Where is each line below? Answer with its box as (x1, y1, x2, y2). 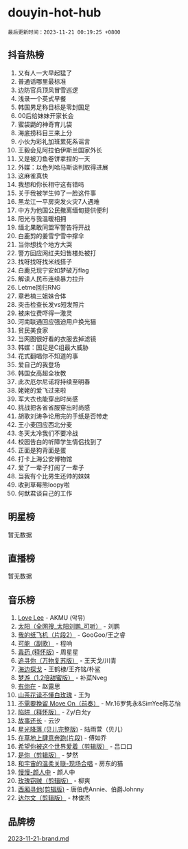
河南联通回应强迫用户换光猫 (17, 317, 97, 325)
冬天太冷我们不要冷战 (17, 429, 78, 437)
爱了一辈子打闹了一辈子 (17, 463, 84, 472)
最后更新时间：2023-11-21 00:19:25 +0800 (8, 29, 121, 36)
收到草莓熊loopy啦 (17, 480, 71, 489)
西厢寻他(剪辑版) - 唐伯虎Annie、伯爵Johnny (17, 785, 144, 793)
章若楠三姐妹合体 (17, 292, 67, 300)
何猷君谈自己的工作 (17, 489, 73, 497)
